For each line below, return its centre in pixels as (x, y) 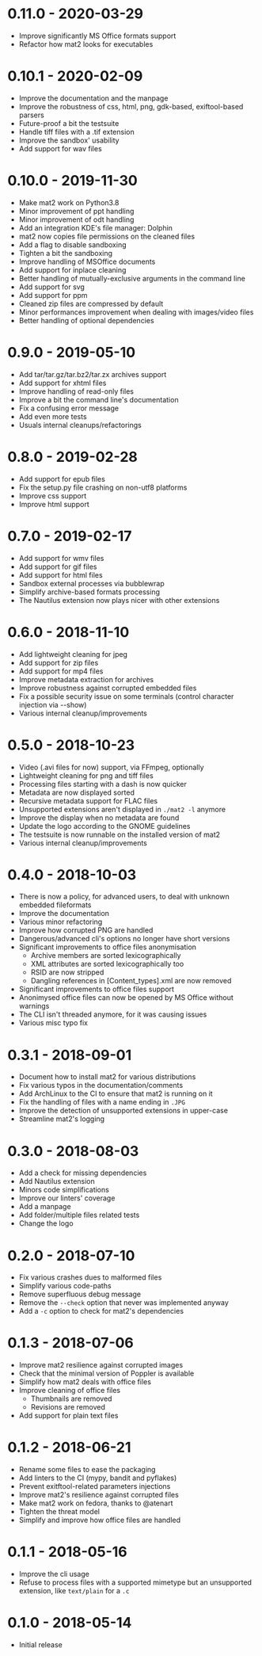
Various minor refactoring (61, 922)
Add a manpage (45, 1207)
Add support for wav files (60, 148)
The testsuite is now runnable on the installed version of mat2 (120, 834)
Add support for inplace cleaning (72, 269)
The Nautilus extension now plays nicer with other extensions (119, 600)
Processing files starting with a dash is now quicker (103, 784)
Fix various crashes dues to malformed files (90, 1277)
